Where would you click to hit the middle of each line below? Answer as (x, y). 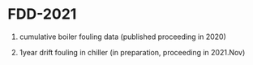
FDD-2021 (42, 14)
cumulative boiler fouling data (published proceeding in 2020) (122, 37)
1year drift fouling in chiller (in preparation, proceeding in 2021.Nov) (132, 52)
